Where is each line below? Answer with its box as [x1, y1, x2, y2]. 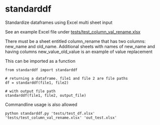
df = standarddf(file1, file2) [5, 80, 69, 85]
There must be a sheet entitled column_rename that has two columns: [5, 38, 146, 44]
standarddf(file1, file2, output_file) [5, 93, 87, 98]
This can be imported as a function [5, 58, 76, 64]
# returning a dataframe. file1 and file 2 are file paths [5, 76, 128, 81]
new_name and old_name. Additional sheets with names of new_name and [5, 43, 155, 49]
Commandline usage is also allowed [5, 101, 77, 107]
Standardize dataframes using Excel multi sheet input [5, 19, 113, 25]
